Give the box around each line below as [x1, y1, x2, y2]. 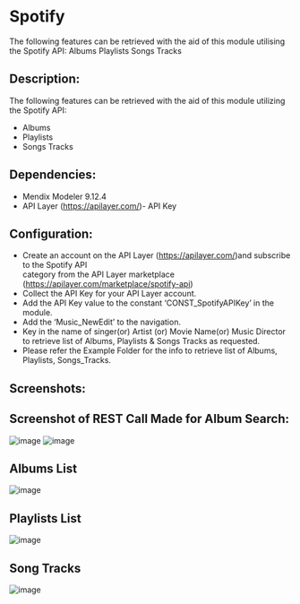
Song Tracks [9, 560, 81, 575]
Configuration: [9, 226, 93, 241]
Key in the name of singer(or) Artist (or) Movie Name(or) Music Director [21, 326, 287, 337]
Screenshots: [9, 381, 87, 396]
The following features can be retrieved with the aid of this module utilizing [9, 95, 286, 106]
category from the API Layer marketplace [21, 269, 175, 280]
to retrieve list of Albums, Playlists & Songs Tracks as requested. [21, 336, 261, 347]
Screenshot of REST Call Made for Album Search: [9, 411, 289, 427]
